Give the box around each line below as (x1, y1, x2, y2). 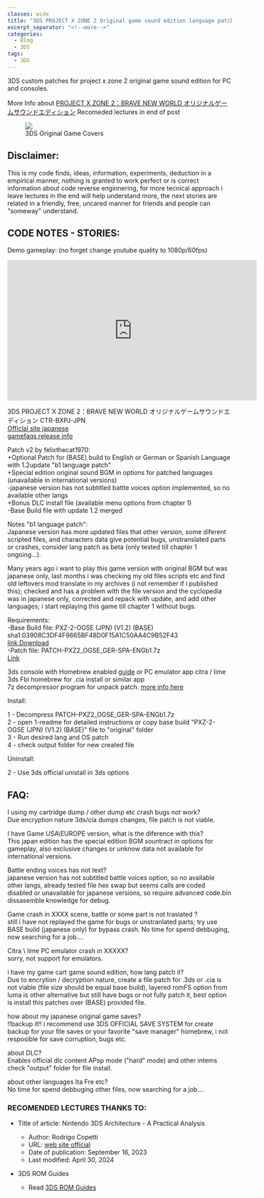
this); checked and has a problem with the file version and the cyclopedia (7, 587, 222, 595)
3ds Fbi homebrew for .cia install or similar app (7, 675, 145, 684)
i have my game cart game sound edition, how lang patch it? (7, 968, 184, 977)
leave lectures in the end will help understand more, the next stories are (7, 191, 218, 200)
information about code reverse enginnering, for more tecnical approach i (7, 183, 223, 193)
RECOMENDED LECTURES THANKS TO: (7, 1103, 147, 1113)
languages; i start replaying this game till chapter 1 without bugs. (7, 602, 196, 610)
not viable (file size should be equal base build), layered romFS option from (7, 983, 228, 992)
